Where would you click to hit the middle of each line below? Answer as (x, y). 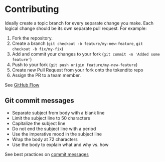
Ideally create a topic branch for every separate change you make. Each (79, 23)
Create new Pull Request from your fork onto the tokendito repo (77, 70)
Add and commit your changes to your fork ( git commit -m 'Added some (86, 54)
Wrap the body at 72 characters (45, 139)
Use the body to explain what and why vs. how (60, 144)
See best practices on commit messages (47, 154)
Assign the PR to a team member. (46, 75)
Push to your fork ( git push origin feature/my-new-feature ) (75, 64)
